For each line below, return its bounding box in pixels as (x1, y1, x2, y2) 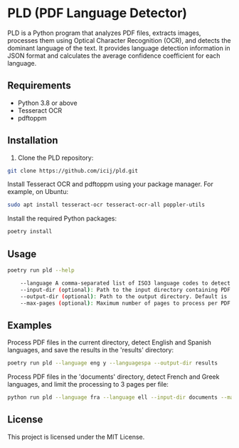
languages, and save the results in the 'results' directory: (7, 346, 174, 355)
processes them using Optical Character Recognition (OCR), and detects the (7, 36, 231, 44)
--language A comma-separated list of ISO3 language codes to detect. (20, 280, 234, 287)
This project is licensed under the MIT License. (7, 432, 145, 441)
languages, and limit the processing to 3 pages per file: (7, 380, 169, 389)
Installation (7, 134, 58, 147)
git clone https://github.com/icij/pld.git (7, 167, 139, 174)
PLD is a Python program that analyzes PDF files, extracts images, (7, 29, 201, 37)
